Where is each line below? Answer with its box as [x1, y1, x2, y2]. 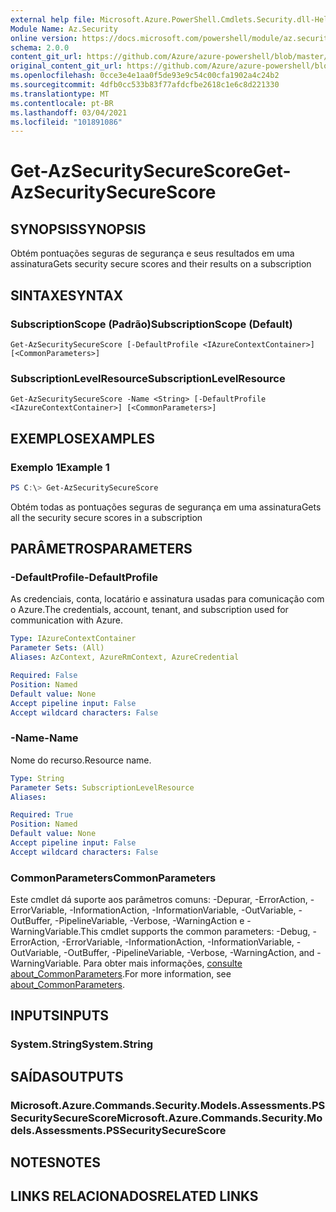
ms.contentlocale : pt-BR [10, 98, 114, 108]
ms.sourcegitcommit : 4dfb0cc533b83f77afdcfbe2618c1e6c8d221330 [10, 80, 280, 90]
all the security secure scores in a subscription [10, 511, 203, 523]
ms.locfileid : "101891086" [10, 117, 123, 127]
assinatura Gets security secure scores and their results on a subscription [10, 258, 312, 270]
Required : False [10, 671, 78, 681]
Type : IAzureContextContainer [10, 634, 137, 644]
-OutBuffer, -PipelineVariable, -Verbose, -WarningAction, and [63, 947, 315, 959]
